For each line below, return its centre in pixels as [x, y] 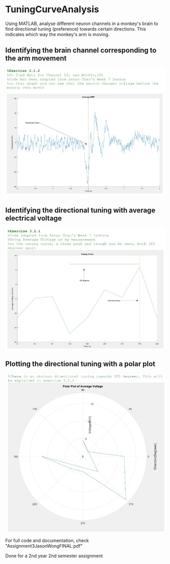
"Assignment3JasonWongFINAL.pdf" [44, 546]
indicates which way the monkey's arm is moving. [58, 34]
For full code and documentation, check [47, 541]
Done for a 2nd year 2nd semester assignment [54, 556]
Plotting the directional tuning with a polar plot [80, 364]
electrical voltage [34, 218]
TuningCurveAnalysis [52, 9]
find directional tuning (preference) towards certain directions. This [76, 29]
